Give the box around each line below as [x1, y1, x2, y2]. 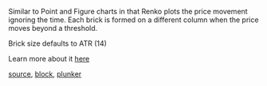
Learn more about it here [8, 54, 90, 63]
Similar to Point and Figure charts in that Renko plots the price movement [8, 7, 249, 16]
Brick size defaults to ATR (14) [8, 39, 108, 48]
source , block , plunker [8, 69, 82, 78]
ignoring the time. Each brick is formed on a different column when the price [8, 15, 259, 24]
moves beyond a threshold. [8, 24, 98, 32]
